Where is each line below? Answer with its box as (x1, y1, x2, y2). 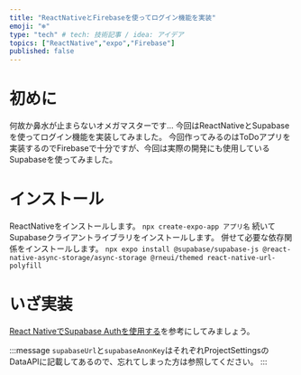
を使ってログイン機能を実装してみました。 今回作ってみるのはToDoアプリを (9, 132, 291, 143)
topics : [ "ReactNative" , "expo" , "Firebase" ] (9, 38, 176, 48)
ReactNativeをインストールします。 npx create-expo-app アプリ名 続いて (9, 220, 277, 231)
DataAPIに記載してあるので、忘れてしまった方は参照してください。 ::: (9, 356, 268, 367)
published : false (9, 47, 75, 56)
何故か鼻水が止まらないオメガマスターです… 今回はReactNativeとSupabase (9, 120, 290, 131)
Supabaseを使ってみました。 (9, 155, 118, 165)
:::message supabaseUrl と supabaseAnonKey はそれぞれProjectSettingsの (9, 344, 269, 355)
